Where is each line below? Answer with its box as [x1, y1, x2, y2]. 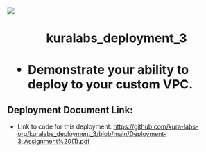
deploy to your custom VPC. [27, 77, 194, 93]
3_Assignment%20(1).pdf [17, 137, 90, 146]
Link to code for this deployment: [17, 122, 112, 131]
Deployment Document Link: [7, 104, 133, 116]
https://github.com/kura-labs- [113, 122, 199, 131]
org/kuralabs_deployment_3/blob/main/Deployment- [17, 130, 167, 138]
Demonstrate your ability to [27, 62, 189, 78]
